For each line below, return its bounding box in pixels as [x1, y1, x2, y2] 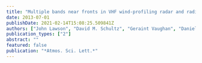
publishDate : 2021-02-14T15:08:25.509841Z [6, 20, 114, 26]
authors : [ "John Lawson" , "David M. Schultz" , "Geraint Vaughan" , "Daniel [6, 25, 198, 32]
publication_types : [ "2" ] [6, 31, 71, 37]
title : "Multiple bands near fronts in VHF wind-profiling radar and [6, 8, 185, 15]
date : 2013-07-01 [6, 14, 50, 20]
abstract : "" [6, 37, 39, 43]
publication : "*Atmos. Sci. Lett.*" [6, 48, 98, 54]
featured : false [6, 43, 47, 49]
